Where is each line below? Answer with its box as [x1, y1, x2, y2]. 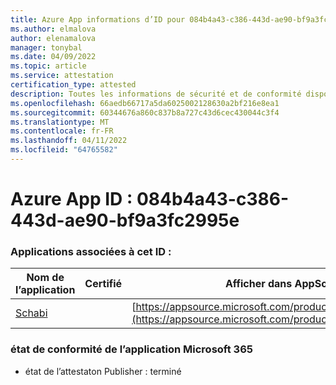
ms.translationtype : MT [10, 117, 110, 127]
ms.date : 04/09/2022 [10, 52, 97, 62]
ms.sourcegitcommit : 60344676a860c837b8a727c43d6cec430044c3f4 [10, 107, 280, 118]
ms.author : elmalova [10, 24, 97, 34]
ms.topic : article [10, 61, 87, 71]
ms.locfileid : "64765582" [10, 145, 118, 155]
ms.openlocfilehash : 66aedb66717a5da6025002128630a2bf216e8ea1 [10, 98, 280, 108]
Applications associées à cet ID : [10, 244, 172, 258]
